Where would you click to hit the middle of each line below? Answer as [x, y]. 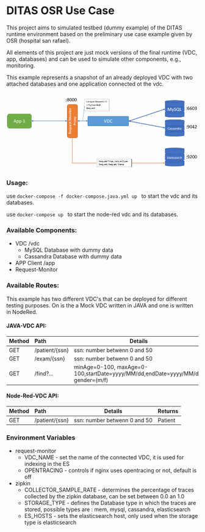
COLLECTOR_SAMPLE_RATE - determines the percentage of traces [109, 490]
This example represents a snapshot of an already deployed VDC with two [100, 77]
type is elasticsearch [50, 523]
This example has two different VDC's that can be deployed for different [97, 299]
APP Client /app [35, 263]
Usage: [17, 182]
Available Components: [42, 230]
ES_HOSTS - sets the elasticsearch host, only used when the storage [111, 516]
